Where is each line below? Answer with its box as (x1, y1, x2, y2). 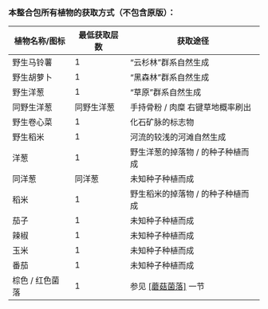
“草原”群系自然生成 (130, 87, 202, 98)
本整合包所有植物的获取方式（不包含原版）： (8, 6, 176, 18)
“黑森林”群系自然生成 (130, 72, 210, 83)
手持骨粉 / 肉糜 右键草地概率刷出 (130, 102, 251, 113)
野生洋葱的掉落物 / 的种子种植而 (130, 147, 250, 158)
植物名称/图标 (14, 36, 65, 47)
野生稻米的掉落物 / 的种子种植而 (130, 189, 250, 200)
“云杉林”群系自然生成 (130, 57, 210, 68)
